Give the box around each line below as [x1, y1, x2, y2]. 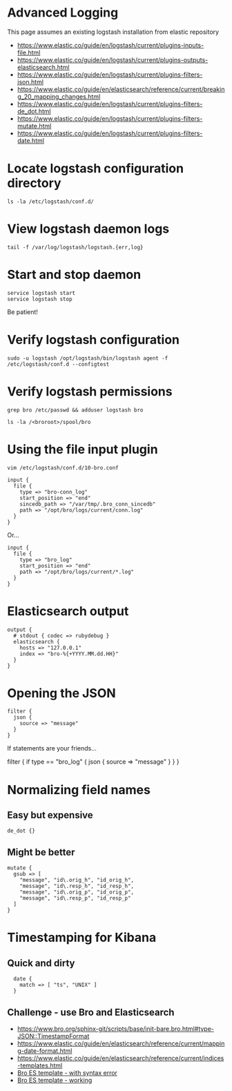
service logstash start [7, 289, 76, 296]
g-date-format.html [17, 1047, 72, 1055]
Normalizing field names [7, 782, 151, 798]
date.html [17, 136, 45, 144]
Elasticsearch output [7, 603, 129, 619]
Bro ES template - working [17, 1076, 93, 1085]
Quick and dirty [7, 957, 75, 969]
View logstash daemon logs [7, 221, 170, 237]
